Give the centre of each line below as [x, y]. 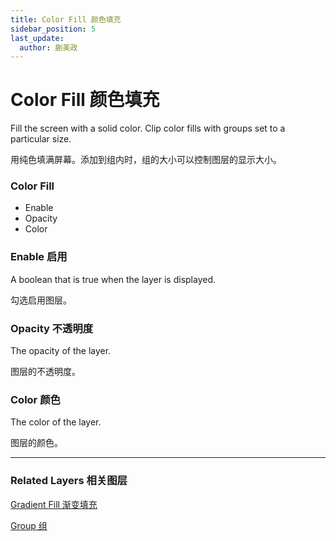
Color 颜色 [35, 399]
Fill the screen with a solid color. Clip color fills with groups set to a [148, 128]
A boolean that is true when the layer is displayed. [113, 279]
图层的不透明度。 [45, 372]
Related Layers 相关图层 [69, 481]
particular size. [41, 139]
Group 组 [29, 525]
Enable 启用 [39, 257]
